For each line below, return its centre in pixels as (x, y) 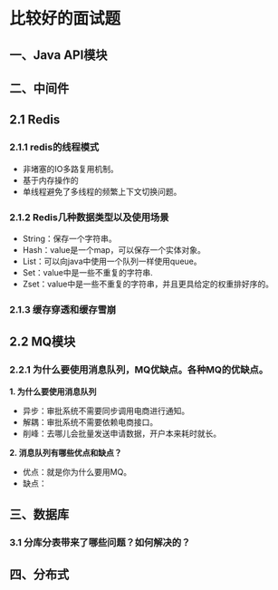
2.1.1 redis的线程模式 (54, 148)
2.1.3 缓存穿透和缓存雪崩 (63, 309)
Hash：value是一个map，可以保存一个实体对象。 (114, 249)
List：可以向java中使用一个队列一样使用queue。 (112, 261)
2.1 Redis (35, 120)
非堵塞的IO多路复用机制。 (71, 169)
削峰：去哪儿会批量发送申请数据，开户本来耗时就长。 (122, 433)
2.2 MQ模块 (43, 342)
